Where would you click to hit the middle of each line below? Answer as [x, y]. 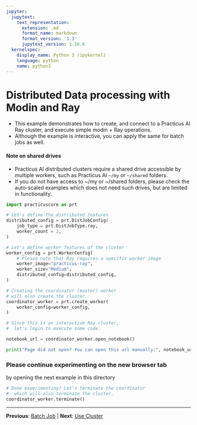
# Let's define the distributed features [57, 215]
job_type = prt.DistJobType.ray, [57, 226]
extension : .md [40, 28]
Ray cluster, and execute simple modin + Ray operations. [83, 130]
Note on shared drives [34, 155]
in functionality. [33, 193]
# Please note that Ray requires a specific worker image [89, 259]
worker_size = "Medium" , [44, 269]
